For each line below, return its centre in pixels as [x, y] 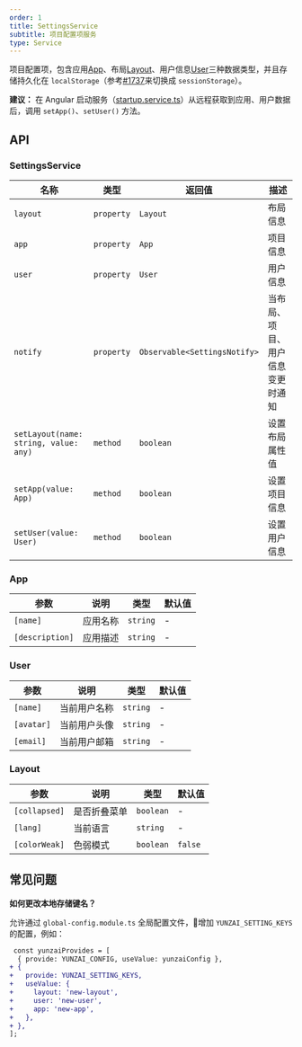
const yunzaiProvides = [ [62, 950]
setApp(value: [44, 489]
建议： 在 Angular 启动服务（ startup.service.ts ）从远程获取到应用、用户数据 [150, 100]
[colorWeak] [40, 844]
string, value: [46, 443]
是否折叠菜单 [101, 812]
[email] [30, 741]
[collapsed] [40, 811]
